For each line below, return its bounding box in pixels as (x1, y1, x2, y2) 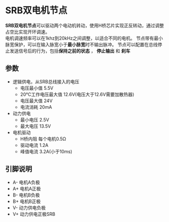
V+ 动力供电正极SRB (12, 211, 56, 217)
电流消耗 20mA (20, 104, 52, 110)
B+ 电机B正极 (12, 198, 41, 204)
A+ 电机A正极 (12, 185, 41, 192)
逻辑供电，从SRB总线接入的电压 (12, 78, 80, 84)
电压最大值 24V (20, 98, 53, 104)
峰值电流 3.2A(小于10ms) (20, 148, 73, 154)
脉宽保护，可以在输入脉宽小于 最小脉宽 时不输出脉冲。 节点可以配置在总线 (5, 41, 158, 47)
